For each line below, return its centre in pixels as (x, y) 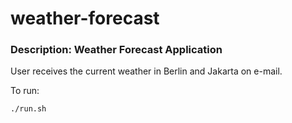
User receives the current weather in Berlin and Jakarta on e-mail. (146, 71)
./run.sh (28, 109)
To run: (25, 91)
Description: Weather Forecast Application (116, 50)
